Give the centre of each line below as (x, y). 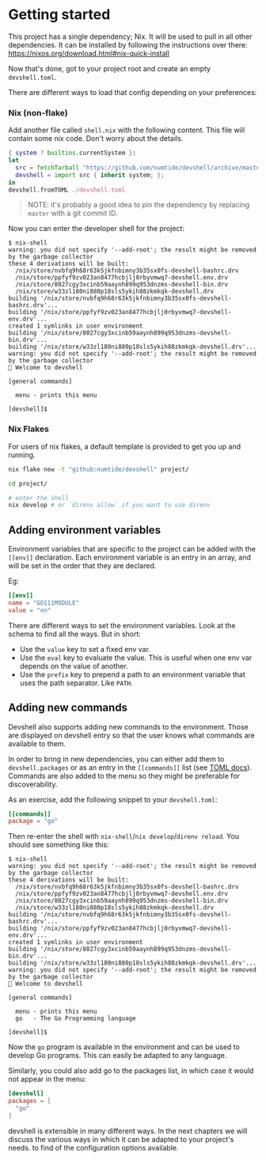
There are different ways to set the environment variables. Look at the (122, 625)
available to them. (37, 743)
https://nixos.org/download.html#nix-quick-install (89, 53)
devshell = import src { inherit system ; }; (90, 175)
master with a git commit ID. (72, 213)
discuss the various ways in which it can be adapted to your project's (121, 1139)
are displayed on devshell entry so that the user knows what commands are (131, 735)
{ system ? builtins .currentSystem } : (72, 153)
